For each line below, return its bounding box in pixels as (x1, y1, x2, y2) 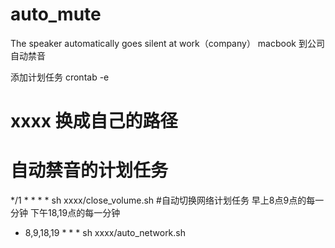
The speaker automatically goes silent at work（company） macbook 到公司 (10, 37, 325, 49)
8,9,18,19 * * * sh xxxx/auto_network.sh (24, 227, 187, 239)
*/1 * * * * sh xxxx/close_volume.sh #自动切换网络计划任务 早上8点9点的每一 (10, 194, 325, 207)
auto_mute (10, 3, 102, 26)
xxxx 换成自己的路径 (10, 110, 178, 133)
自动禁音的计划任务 (10, 159, 169, 182)
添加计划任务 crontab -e (10, 71, 110, 83)
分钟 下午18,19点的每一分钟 (10, 207, 121, 219)
